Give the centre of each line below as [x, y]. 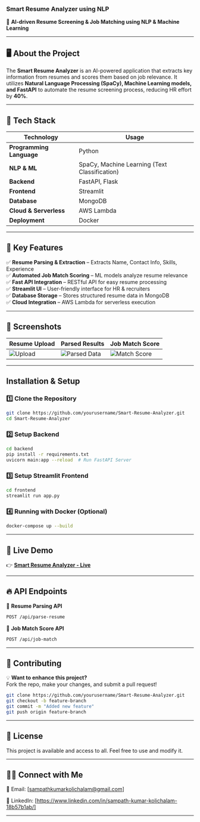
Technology [41, 137]
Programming [29, 147]
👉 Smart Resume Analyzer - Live [49, 565]
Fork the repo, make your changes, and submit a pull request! [82, 684]
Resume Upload [32, 344]
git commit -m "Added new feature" [50, 707]
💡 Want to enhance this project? [47, 678]
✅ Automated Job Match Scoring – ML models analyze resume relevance [97, 275]
